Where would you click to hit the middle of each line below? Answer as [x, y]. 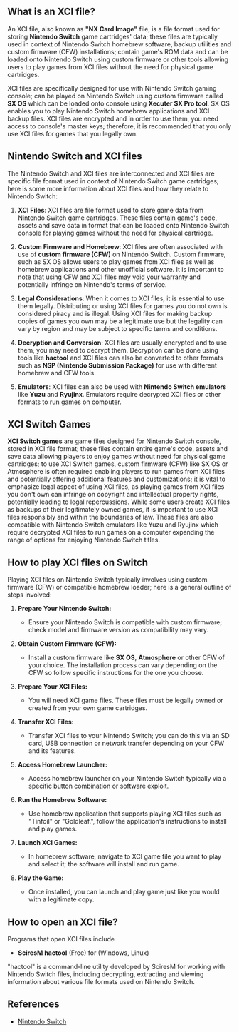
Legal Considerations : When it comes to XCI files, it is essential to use [121, 298]
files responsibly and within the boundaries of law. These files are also [110, 517]
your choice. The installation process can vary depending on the [123, 665]
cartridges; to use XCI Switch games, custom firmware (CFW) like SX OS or [118, 464]
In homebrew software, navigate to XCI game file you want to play [125, 856]
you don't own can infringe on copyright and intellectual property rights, [113, 495]
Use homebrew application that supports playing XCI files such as [125, 814]
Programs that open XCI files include [61, 939]
